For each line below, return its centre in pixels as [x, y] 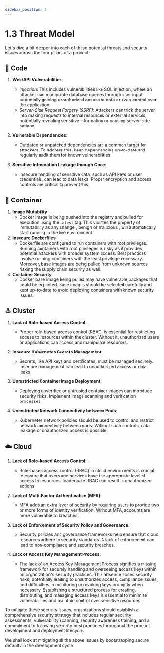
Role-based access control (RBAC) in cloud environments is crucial [87, 470]
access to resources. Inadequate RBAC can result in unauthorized [86, 480]
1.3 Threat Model [40, 34]
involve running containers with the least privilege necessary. [81, 259]
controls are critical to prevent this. [54, 185]
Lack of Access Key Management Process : [56, 554]
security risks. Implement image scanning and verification [78, 396]
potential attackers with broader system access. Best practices [83, 253]
